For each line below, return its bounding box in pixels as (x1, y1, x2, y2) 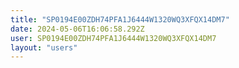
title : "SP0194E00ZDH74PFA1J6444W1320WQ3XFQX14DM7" (10, 14, 230, 25)
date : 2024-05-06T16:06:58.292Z (10, 24, 145, 34)
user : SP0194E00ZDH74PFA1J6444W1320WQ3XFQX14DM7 (10, 33, 217, 43)
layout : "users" (10, 42, 78, 53)
